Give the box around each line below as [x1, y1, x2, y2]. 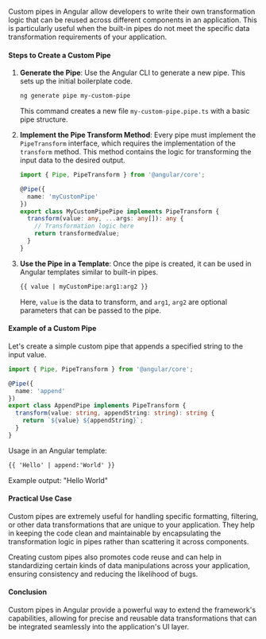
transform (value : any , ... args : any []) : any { [27, 215, 184, 223]
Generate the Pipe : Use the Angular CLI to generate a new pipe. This [19, 68, 246, 78]
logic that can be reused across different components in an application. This [8, 15, 258, 25]
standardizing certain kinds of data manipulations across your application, [8, 560, 250, 570]
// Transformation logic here [34, 222, 134, 230]
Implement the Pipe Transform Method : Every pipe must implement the [19, 131, 256, 140]
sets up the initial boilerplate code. [19, 76, 133, 86]
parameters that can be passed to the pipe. [19, 306, 161, 315]
